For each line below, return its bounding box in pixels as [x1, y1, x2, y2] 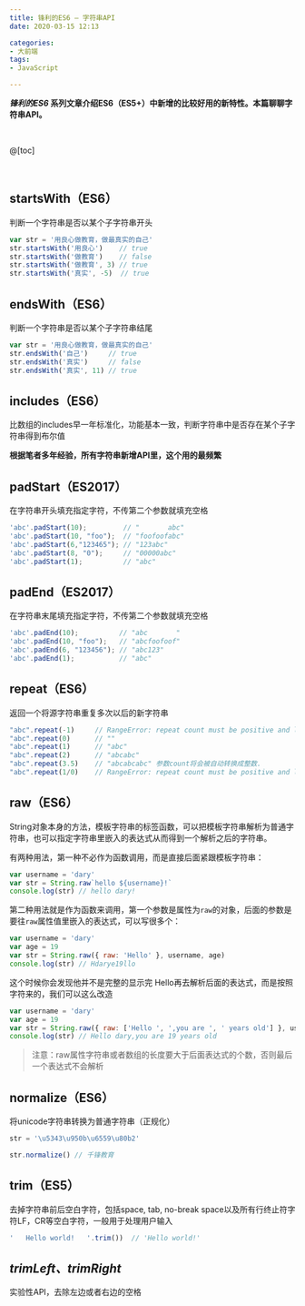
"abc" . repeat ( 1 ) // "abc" [9, 743, 128, 752]
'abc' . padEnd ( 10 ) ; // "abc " [9, 629, 181, 638]
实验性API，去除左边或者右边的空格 [9, 1287, 143, 1298]
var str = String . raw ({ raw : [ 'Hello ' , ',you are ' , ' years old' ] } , [9, 1023, 286, 1033]
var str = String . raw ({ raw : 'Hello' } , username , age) [9, 951, 225, 960]
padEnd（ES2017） [9, 584, 121, 600]
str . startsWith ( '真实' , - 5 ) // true [9, 269, 150, 278]
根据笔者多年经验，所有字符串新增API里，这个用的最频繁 [9, 450, 222, 461]
